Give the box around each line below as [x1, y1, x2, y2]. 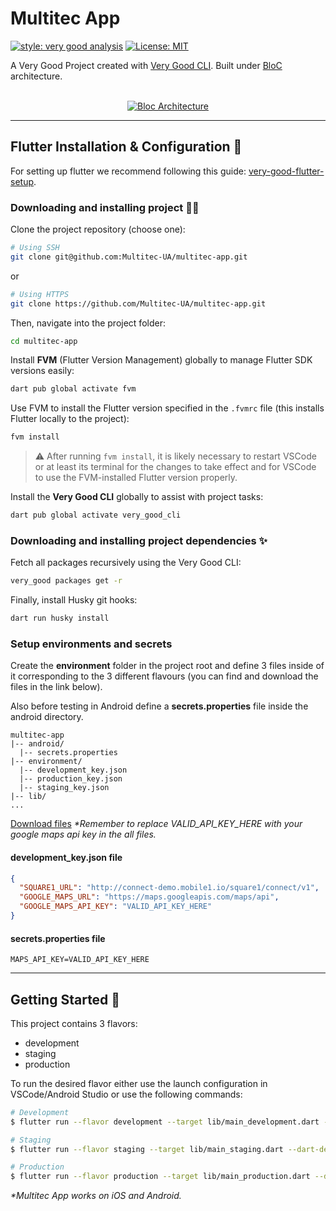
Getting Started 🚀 [10, 991, 121, 1008]
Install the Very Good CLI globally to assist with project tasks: [10, 491, 264, 503]
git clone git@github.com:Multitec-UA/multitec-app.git [10, 252, 248, 262]
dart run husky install [10, 613, 110, 624]
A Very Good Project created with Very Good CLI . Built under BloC [10, 59, 283, 71]
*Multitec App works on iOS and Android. [10, 1190, 182, 1202]
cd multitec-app [10, 336, 78, 346]
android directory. [10, 711, 84, 723]
